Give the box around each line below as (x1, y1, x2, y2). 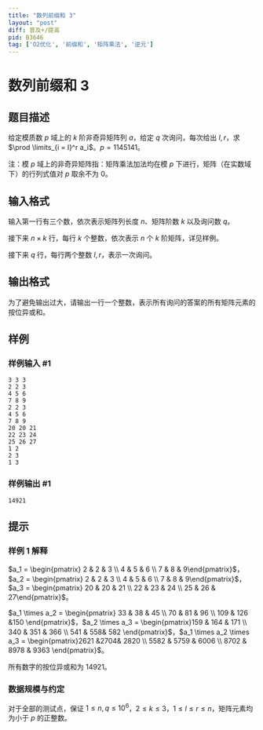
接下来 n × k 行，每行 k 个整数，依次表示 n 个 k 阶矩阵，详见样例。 (8, 233, 224, 243)
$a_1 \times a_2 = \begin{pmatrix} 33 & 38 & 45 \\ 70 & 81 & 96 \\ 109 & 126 (8, 608, 249, 618)
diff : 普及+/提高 (8, 26, 60, 34)
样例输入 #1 (8, 358, 51, 369)
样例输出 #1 (8, 478, 51, 489)
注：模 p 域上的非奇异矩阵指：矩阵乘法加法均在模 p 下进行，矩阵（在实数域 (8, 159, 251, 169)
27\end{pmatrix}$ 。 (8, 593, 73, 602)
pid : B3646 (8, 33, 44, 42)
